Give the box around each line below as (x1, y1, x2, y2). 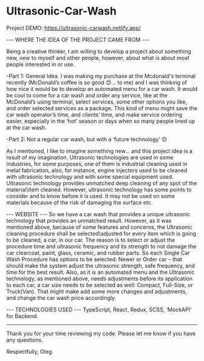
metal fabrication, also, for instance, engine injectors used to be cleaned (6, 167, 188, 174)
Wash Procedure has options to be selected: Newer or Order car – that (6, 256, 182, 263)
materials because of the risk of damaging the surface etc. (6, 199, 153, 206)
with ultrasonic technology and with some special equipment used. (6, 173, 174, 180)
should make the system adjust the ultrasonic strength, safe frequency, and (6, 262, 195, 269)
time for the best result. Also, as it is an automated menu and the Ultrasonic (6, 268, 195, 276)
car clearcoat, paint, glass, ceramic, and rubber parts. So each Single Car (6, 249, 190, 256)
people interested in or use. (6, 61, 75, 68)
